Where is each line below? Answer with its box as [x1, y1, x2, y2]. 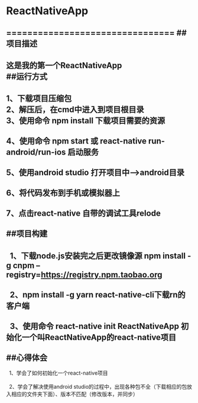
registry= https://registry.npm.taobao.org [6, 270, 163, 280]
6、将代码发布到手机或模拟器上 [6, 188, 120, 198]
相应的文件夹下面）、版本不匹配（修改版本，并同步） [11, 391, 138, 398]
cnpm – [12, 260, 40, 270]
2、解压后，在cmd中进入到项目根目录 [6, 105, 144, 115]
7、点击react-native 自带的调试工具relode [6, 209, 161, 219]
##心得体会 [6, 353, 48, 363]
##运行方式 [6, 71, 48, 81]
